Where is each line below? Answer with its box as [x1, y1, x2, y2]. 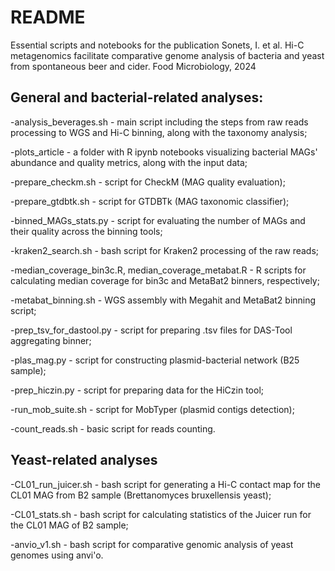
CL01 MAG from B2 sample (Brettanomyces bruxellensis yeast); [10, 489, 272, 501]
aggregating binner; [10, 334, 92, 346]
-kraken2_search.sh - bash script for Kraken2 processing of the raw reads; [10, 244, 320, 256]
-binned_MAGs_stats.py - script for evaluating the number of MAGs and [10, 214, 306, 226]
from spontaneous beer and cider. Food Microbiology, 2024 [10, 60, 257, 72]
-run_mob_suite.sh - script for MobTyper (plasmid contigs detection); [10, 403, 295, 415]
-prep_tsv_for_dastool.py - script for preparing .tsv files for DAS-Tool [10, 324, 293, 336]
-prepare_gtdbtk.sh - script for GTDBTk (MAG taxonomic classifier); [10, 195, 290, 207]
